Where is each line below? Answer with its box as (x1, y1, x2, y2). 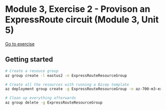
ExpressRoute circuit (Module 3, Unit (5, 14, 159, 25)
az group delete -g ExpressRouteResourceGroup (5, 100, 103, 105)
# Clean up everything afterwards (5, 96, 77, 101)
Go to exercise (5, 41, 35, 47)
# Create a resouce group (5, 68, 58, 73)
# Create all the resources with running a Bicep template (5, 82, 129, 87)
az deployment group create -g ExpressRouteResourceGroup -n (5, 87, 134, 92)
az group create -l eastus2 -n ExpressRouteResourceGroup (5, 73, 127, 78)
